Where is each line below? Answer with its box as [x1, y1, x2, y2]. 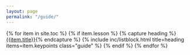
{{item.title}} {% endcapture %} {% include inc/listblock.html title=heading [6, 36, 185, 43]
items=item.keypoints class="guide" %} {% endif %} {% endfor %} [6, 42, 168, 49]
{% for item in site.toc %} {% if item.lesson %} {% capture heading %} [6, 30, 177, 36]
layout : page [6, 8, 38, 14]
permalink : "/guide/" [6, 14, 59, 20]
